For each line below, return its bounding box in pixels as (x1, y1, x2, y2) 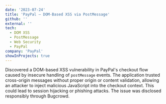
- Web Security (9, 40, 41, 45)
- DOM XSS (9, 30, 30, 35)
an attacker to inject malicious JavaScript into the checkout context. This (5, 83, 154, 89)
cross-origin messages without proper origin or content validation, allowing (5, 77, 160, 83)
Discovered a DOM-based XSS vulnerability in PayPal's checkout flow (5, 67, 148, 73)
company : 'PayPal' (5, 49, 43, 53)
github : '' (5, 16, 28, 21)
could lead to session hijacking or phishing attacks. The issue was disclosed (5, 88, 162, 94)
